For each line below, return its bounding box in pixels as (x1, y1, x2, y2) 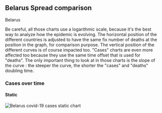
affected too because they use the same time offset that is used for (5, 52, 141, 58)
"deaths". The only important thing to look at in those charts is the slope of (5, 57, 156, 63)
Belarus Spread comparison (5, 4, 92, 12)
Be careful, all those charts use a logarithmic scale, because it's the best (5, 26, 152, 32)
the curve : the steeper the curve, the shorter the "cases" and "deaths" (5, 62, 148, 68)
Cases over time (5, 80, 45, 87)
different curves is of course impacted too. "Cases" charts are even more (5, 47, 153, 53)
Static (5, 92, 18, 98)
